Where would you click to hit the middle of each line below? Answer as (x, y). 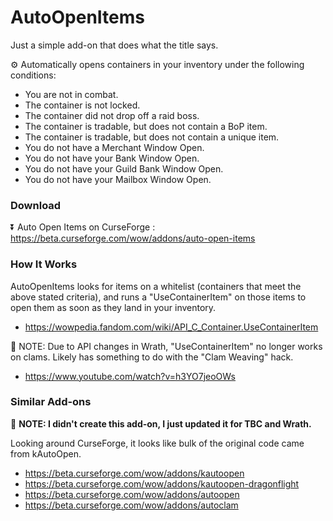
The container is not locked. (82, 105)
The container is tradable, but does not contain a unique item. (152, 137)
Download (36, 205)
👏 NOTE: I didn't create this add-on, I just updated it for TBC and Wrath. (161, 423)
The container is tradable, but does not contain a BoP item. (146, 126)
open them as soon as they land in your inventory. (113, 307)
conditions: (33, 75)
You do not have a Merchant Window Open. (114, 147)
